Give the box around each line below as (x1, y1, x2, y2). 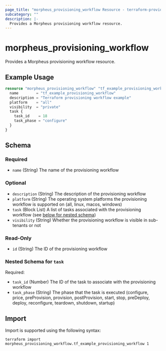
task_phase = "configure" (14, 118, 68, 124)
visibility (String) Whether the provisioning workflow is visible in (12, 217, 148, 223)
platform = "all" (9, 100, 52, 105)
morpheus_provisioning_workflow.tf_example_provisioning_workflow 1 (5, 342, 149, 347)
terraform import (5, 337, 41, 342)
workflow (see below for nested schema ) (12, 212, 96, 218)
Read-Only (5, 234, 32, 241)
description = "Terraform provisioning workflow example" (9, 95, 132, 100)
